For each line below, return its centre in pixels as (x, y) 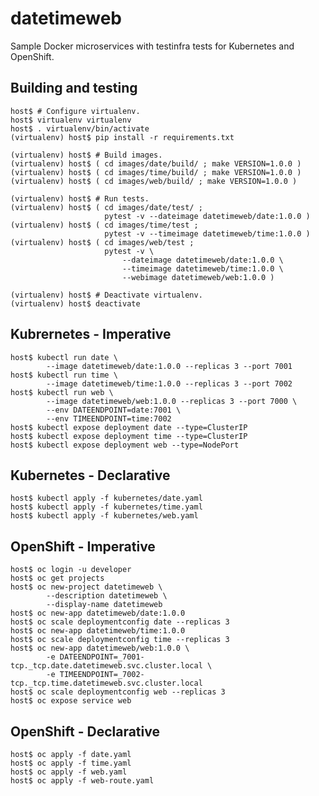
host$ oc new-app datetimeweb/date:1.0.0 (98, 613)
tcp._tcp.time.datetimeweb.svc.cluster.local (106, 683)
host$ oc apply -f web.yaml (69, 772)
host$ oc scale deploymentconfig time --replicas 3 (120, 640)
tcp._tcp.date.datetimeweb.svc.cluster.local (106, 666)
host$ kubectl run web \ (62, 392)
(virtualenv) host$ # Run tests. (80, 198)
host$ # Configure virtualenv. (75, 111)
